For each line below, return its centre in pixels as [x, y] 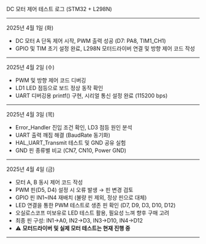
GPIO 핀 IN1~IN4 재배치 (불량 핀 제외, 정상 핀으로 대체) [81, 197]
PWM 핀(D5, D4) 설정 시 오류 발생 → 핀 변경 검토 [74, 190]
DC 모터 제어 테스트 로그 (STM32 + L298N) [59, 9]
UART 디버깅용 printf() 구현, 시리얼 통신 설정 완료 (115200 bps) [91, 96]
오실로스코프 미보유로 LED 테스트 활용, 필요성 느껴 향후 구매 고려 [92, 213]
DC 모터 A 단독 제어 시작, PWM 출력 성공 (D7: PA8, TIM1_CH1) [91, 41]
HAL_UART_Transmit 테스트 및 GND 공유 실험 [71, 143]
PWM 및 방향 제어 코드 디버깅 [51, 80]
